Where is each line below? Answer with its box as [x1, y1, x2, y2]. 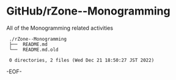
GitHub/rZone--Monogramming [6, 4, 170, 18]
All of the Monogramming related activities [6, 24, 114, 32]
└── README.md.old [9, 47, 59, 53]
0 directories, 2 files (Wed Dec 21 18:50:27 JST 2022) [9, 57, 155, 63]
